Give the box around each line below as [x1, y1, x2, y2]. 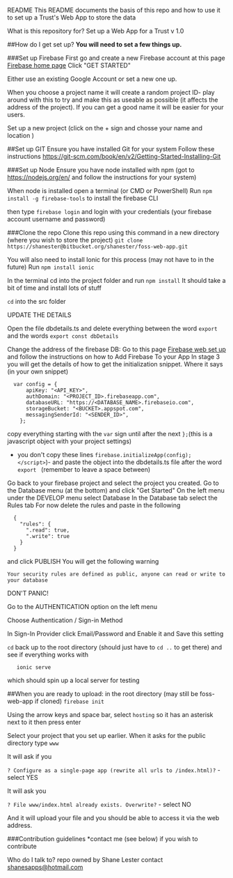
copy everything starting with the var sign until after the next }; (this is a [7, 430, 213, 438]
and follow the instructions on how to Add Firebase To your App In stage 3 [7, 353, 220, 361]
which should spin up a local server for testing [7, 676, 140, 684]
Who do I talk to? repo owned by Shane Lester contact [7, 856, 163, 863]
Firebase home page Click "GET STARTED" [7, 61, 131, 69]
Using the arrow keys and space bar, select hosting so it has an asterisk [7, 711, 214, 718]
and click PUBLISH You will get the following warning [7, 557, 159, 565]
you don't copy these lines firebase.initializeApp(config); [17, 451, 192, 459]
